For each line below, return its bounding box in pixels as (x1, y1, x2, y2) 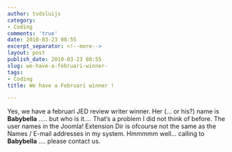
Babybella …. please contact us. (7, 137, 101, 146)
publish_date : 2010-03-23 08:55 (7, 56, 102, 63)
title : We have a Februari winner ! (7, 82, 114, 89)
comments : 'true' (7, 29, 58, 37)
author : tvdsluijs (7, 10, 61, 18)
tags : (7, 69, 23, 76)
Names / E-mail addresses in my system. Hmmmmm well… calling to (7, 130, 205, 138)
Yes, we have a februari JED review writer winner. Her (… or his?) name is (7, 107, 219, 116)
